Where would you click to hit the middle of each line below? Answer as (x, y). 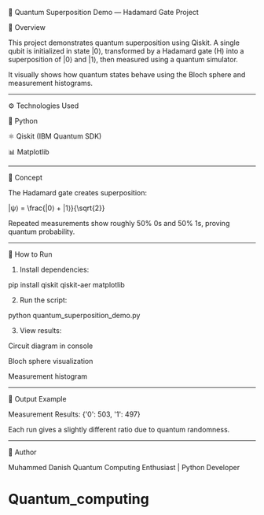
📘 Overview (27, 27)
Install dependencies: (54, 269)
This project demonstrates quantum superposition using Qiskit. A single (124, 43)
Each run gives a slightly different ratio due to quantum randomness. (119, 430)
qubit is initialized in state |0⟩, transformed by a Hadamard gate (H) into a (126, 51)
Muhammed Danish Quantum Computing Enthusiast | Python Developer (124, 467)
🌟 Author (22, 452)
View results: (40, 330)
